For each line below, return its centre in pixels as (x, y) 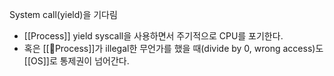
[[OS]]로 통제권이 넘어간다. (76, 61)
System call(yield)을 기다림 (63, 14)
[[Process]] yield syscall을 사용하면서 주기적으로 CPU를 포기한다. (153, 36)
